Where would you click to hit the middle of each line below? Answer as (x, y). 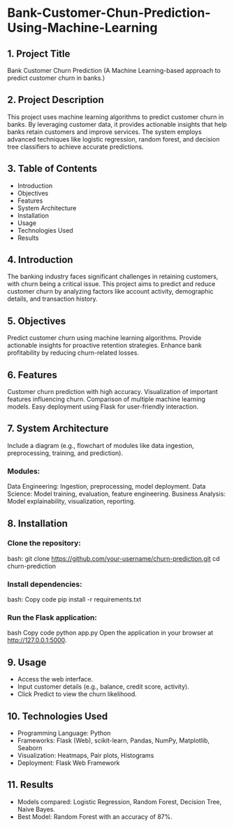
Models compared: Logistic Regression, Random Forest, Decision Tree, (119, 801)
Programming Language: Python (64, 733)
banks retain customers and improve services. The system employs (104, 132)
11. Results (30, 785)
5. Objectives (37, 321)
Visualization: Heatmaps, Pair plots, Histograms (86, 756)
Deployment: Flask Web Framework (68, 763)
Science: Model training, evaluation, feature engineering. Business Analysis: (116, 494)
